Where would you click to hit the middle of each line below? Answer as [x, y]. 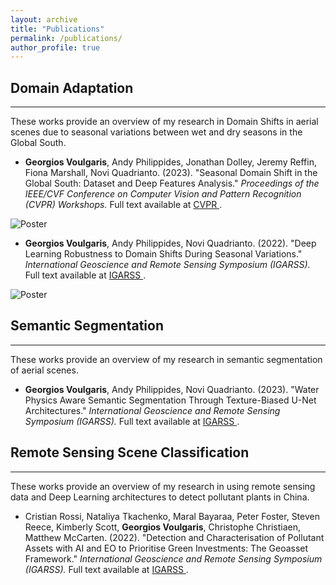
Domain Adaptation [72, 87]
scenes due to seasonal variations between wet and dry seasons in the [156, 132]
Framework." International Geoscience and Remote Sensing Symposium [173, 558]
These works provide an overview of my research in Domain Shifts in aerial [164, 122]
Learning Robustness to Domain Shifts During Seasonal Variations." [163, 254]
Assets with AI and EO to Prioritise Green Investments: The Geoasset [166, 548]
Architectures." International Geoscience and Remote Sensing [152, 410]
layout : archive [44, 19]
